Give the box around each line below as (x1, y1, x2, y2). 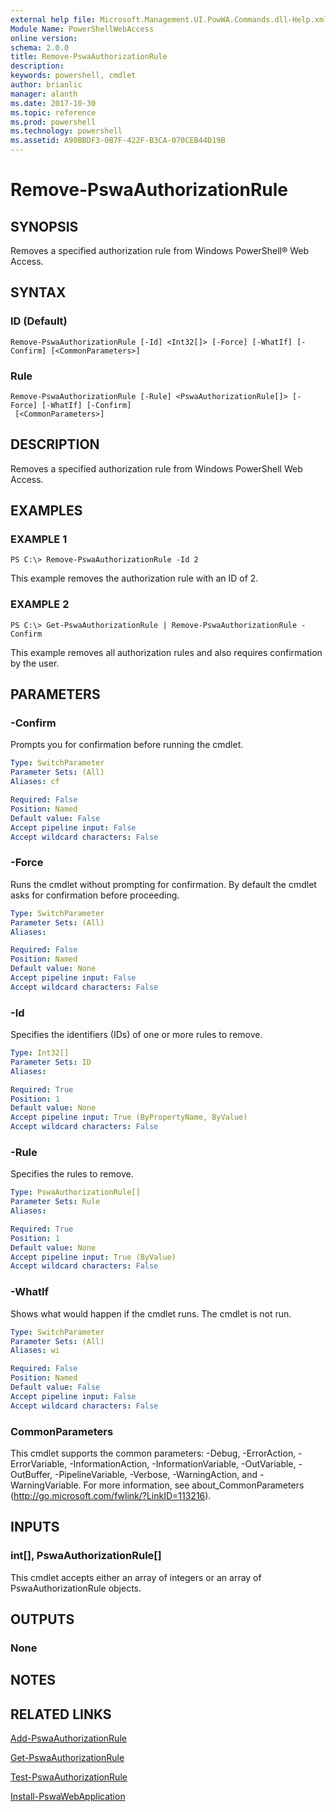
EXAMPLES (10, 502, 83, 520)
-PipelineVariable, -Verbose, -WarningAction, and (54, 1468, 258, 1480)
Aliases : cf (10, 777, 60, 787)
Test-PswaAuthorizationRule (10, 1771, 128, 1783)
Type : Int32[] (10, 1048, 70, 1058)
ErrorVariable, (10, 1457, 68, 1470)
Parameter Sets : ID (10, 1057, 92, 1067)
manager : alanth (10, 89, 78, 99)
